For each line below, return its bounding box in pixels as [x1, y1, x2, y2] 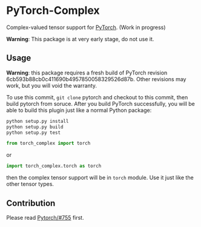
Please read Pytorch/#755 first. [6, 214, 84, 221]
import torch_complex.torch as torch [6, 163, 102, 169]
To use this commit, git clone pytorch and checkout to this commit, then [6, 93, 188, 100]
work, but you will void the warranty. [6, 82, 97, 89]
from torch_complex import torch [6, 140, 91, 146]
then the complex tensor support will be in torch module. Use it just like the [6, 174, 194, 182]
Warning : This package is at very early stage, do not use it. [6, 35, 154, 42]
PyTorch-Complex [6, 4, 100, 18]
